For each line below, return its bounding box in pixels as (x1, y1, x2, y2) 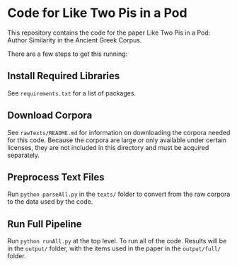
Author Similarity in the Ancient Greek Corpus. (7, 35, 142, 44)
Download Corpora (7, 110, 93, 122)
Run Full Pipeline (7, 218, 82, 230)
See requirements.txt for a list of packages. (7, 88, 137, 97)
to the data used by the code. (7, 197, 93, 206)
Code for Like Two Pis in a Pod (7, 5, 187, 21)
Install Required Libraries (7, 70, 120, 82)
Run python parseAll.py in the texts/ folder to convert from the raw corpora (7, 190, 231, 199)
